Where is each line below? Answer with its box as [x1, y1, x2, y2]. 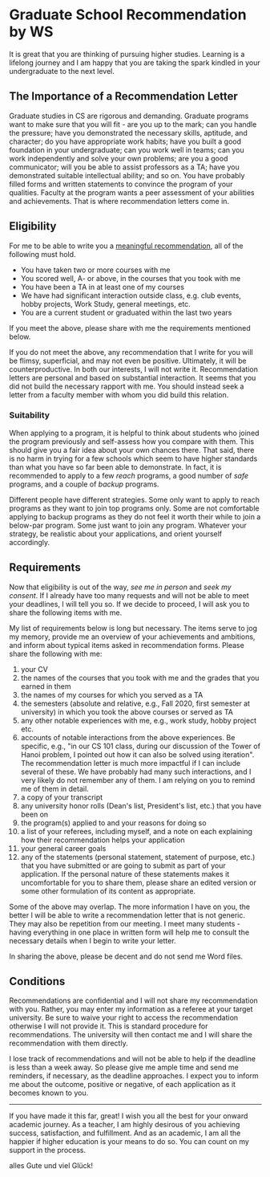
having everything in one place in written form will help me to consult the [9, 927, 250, 937]
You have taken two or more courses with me [20, 265, 171, 275]
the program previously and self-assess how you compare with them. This [9, 436, 255, 446]
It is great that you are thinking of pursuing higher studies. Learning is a [9, 49, 245, 59]
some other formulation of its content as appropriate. [20, 886, 195, 896]
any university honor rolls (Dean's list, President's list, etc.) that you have [20, 800, 262, 810]
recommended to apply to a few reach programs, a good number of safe [9, 470, 249, 480]
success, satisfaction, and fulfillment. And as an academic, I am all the [9, 1128, 241, 1138]
